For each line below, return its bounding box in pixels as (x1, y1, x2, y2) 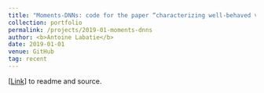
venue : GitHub (8, 48, 55, 55)
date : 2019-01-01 (8, 41, 65, 48)
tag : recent (8, 55, 47, 63)
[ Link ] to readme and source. (8, 76, 102, 86)
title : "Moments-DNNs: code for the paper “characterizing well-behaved (8, 11, 251, 20)
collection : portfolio (8, 19, 82, 27)
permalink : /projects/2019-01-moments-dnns (8, 26, 153, 34)
